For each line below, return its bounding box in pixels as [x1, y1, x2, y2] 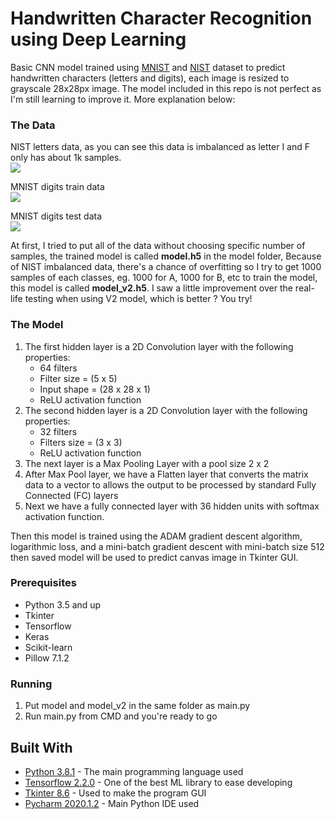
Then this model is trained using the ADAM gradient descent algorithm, [10, 530, 303, 542]
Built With [10, 739, 73, 756]
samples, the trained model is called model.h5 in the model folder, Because [10, 250, 322, 262]
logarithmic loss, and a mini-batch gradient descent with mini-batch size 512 [10, 540, 325, 552]
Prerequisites [10, 576, 77, 590]
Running [10, 677, 53, 691]
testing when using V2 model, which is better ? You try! [24, 293, 253, 305]
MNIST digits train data [10, 181, 105, 193]
